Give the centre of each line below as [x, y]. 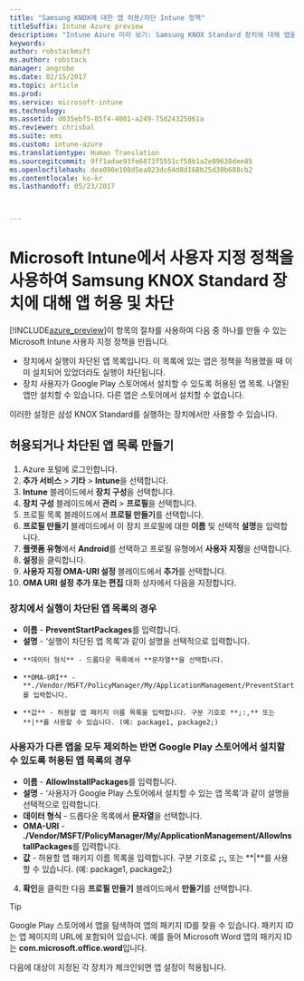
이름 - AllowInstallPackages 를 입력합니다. [100, 782]
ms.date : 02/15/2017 [48, 77]
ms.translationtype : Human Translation [85, 152]
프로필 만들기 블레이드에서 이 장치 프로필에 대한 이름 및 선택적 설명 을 [143, 525]
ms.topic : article [44, 85]
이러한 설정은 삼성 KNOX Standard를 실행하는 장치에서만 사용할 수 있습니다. [143, 415]
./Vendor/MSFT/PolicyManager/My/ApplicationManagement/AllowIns [157, 836]
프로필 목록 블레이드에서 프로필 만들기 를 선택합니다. [113, 515]
